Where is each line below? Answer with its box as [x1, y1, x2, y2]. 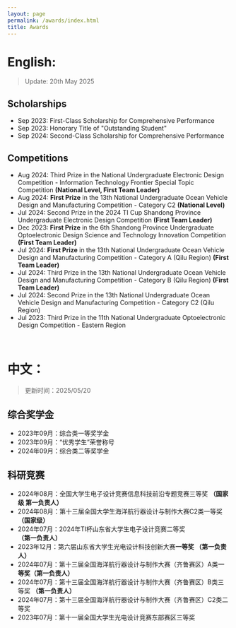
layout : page [7, 10, 46, 18]
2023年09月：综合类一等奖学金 [17, 429, 110, 437]
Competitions [7, 152, 69, 164]
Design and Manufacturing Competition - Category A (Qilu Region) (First [17, 253, 230, 261]
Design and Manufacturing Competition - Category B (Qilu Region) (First [17, 276, 229, 284]
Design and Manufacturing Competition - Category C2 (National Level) [17, 201, 225, 209]
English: [7, 54, 57, 70]
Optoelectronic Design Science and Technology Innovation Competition [17, 230, 226, 239]
